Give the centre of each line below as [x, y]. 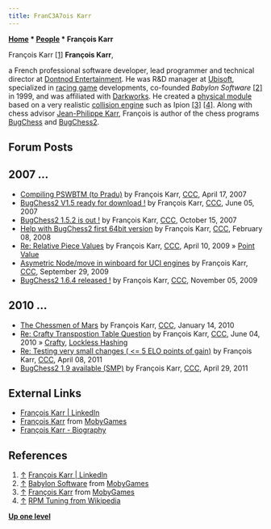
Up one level [29, 516]
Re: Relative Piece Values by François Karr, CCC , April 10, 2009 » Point [138, 245]
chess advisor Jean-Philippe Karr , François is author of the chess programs [134, 113]
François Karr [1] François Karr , [61, 54]
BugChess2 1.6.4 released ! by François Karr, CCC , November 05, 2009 [139, 280]
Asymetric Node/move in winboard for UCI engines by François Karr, [134, 263]
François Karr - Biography [63, 430]
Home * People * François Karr [61, 39]
